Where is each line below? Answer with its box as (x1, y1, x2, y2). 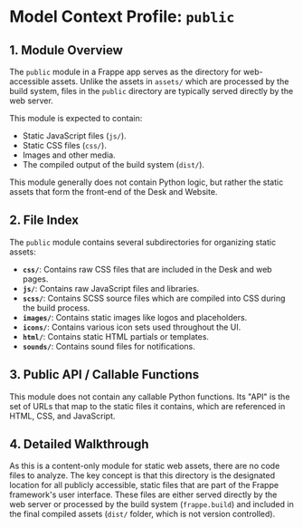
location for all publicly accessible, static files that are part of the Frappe (9, 480, 279, 491)
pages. (22, 274, 49, 284)
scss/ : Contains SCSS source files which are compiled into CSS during (22, 293, 286, 303)
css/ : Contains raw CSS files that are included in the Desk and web (22, 264, 273, 274)
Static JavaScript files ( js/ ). (22, 130, 127, 141)
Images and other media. (22, 149, 116, 160)
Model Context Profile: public (9, 6, 235, 27)
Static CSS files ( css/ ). (22, 140, 107, 150)
